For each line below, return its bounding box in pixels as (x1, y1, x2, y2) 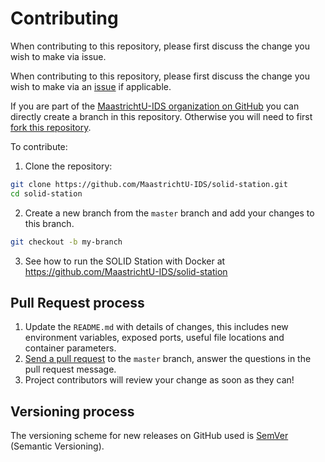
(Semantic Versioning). (10, 440, 105, 452)
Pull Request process (10, 294, 145, 311)
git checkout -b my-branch (10, 237, 123, 247)
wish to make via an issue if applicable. (10, 80, 172, 92)
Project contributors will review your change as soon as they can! (24, 374, 295, 386)
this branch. (24, 217, 75, 229)
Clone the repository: (24, 160, 113, 172)
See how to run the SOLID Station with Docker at (24, 255, 226, 267)
